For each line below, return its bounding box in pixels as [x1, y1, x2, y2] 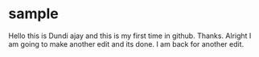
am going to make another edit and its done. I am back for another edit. [8, 39, 244, 48]
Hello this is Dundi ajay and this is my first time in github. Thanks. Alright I [8, 31, 252, 40]
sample [8, 5, 59, 23]
